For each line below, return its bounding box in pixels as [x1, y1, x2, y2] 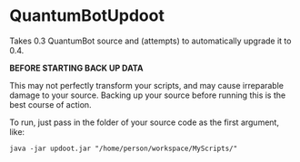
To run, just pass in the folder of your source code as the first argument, [9, 117, 280, 128]
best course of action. [9, 99, 93, 110]
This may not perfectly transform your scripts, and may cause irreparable [9, 80, 285, 91]
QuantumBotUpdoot [9, 5, 165, 26]
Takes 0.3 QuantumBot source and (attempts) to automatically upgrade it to [9, 35, 292, 46]
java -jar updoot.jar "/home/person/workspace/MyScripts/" [9, 144, 238, 153]
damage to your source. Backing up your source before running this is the [9, 90, 286, 100]
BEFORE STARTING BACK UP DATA [9, 62, 144, 73]
